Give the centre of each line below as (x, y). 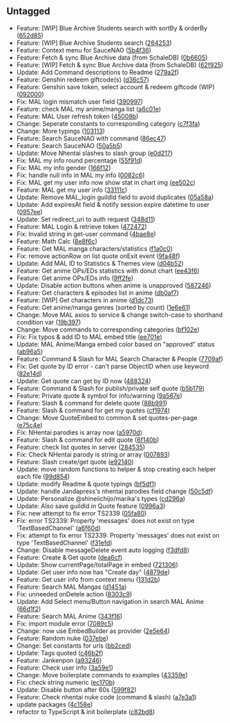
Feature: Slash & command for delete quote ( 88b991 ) (92, 403)
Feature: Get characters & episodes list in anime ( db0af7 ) (98, 293)
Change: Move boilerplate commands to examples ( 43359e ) (102, 675)
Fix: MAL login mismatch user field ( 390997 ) (80, 101)
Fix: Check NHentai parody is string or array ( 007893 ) (93, 454)
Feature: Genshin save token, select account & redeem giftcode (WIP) (116, 86)
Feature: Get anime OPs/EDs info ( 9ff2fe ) (75, 278)
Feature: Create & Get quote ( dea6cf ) (69, 557)
